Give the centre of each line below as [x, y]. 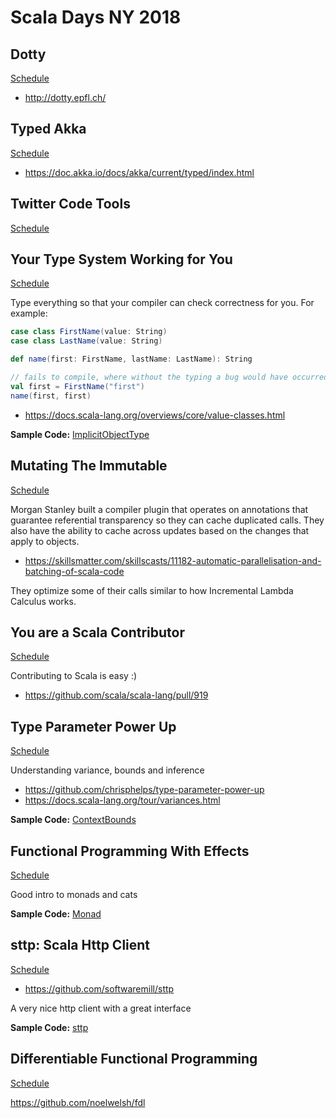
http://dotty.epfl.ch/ [65, 97]
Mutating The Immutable [89, 466]
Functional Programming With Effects [130, 851]
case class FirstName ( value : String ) [89, 332]
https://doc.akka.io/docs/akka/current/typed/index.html [139, 172]
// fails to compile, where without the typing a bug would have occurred [169, 377]
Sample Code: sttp [49, 1027]
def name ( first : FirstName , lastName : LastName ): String [131, 359]
